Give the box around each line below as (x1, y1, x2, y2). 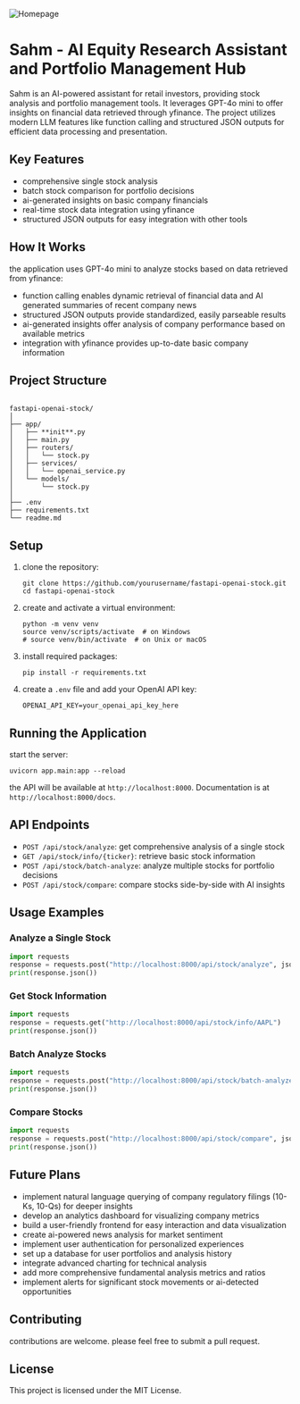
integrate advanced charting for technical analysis (21, 1258, 207, 1268)
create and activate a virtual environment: (21, 603, 176, 614)
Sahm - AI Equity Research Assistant (9, 40, 287, 60)
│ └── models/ (9, 474, 70, 484)
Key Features (9, 152, 85, 167)
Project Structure (9, 372, 107, 388)
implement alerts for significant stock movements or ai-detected (21, 1276, 259, 1287)
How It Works (9, 239, 87, 255)
